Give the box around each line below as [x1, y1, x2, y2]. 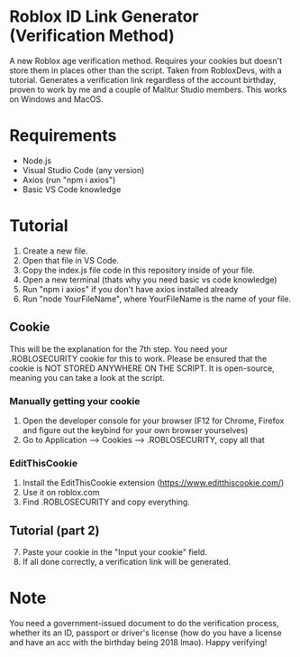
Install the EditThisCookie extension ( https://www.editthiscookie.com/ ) [22, 477, 285, 488]
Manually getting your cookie [9, 394, 141, 407]
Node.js [22, 155, 52, 166]
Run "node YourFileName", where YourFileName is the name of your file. [22, 293, 291, 304]
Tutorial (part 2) [9, 523, 100, 538]
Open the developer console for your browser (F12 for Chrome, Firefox [22, 415, 285, 426]
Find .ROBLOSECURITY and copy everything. [22, 496, 191, 507]
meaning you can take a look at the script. [9, 372, 165, 383]
